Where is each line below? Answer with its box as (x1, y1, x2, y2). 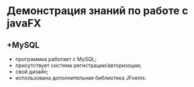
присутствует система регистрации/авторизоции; (15, 62, 142, 69)
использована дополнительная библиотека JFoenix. (15, 75, 147, 81)
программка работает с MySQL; (15, 56, 97, 62)
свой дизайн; (15, 68, 49, 75)
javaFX (6, 16, 42, 30)
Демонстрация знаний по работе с (6, 4, 188, 18)
